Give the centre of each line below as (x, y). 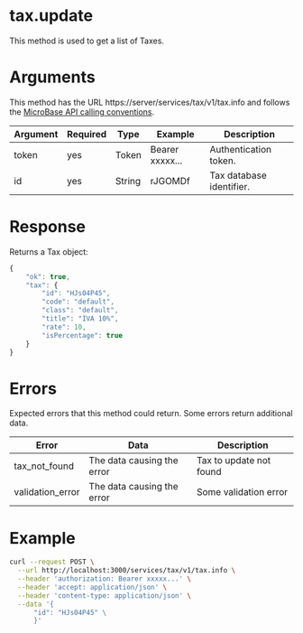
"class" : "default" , (80, 311)
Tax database (239, 175)
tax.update (51, 16)
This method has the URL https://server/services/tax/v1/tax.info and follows (150, 102)
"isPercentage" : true (83, 335)
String (129, 181)
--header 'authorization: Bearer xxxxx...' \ (105, 579)
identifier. (230, 186)
